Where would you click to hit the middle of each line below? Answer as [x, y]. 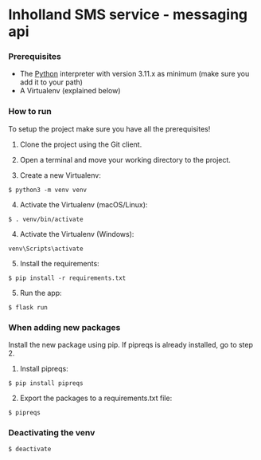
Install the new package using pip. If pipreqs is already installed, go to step [130, 345]
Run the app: [41, 293]
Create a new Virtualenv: [60, 175]
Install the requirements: [59, 263]
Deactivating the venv [52, 432]
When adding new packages [64, 327]
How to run [30, 112]
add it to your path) [51, 82]
